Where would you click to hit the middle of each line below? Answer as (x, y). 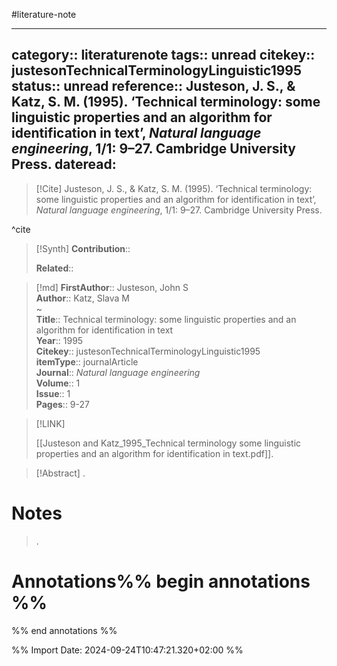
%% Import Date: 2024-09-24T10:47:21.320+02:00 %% (127, 650)
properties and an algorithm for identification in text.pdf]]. (154, 453)
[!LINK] (50, 423)
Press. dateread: (64, 164)
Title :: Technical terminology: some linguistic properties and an (166, 319)
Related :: (54, 268)
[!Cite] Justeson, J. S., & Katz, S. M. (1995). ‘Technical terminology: (174, 188)
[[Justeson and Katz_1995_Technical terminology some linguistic (168, 443)
